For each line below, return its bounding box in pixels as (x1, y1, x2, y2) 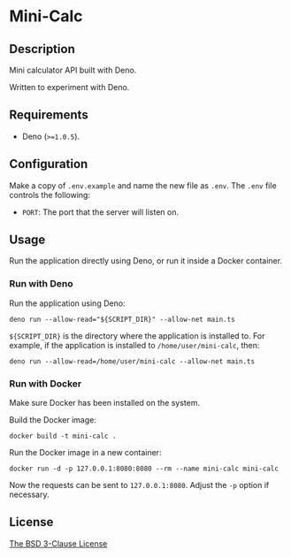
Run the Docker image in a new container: (9, 447, 162, 458)
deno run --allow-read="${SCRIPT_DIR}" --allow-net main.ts (9, 315, 236, 324)
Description (9, 42, 75, 57)
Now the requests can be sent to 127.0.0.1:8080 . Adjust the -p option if (9, 480, 270, 491)
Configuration (9, 156, 88, 172)
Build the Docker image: (9, 415, 97, 425)
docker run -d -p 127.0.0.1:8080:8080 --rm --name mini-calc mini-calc (9, 464, 279, 474)
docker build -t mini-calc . (9, 431, 117, 441)
